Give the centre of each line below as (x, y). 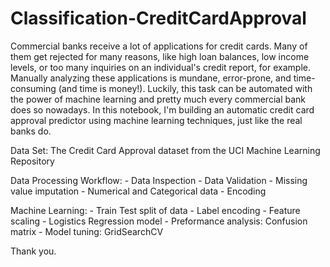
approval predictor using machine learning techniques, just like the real (156, 120)
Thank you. (33, 251)
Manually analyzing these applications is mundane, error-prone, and (151, 78)
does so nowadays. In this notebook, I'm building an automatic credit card (162, 109)
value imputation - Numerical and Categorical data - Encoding (138, 191)
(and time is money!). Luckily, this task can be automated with (185, 88)
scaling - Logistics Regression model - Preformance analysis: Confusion (159, 221)
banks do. (31, 131)
